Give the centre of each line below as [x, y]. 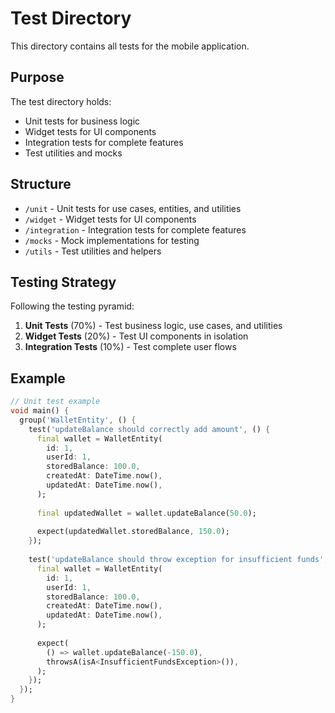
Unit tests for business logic [82, 121]
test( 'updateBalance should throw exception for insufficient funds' [176, 560]
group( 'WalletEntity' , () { [78, 420]
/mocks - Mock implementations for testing [112, 240]
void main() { [40, 411]
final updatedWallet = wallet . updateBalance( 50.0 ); [146, 513]
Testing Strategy [63, 282]
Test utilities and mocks [73, 153]
